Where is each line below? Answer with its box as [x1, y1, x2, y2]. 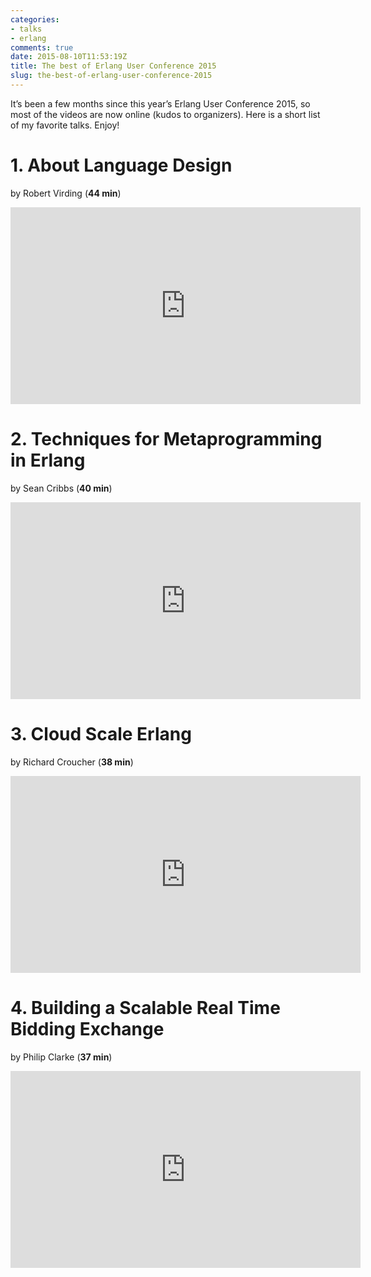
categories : [10, 14, 60, 25]
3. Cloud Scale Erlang [10, 722, 192, 745]
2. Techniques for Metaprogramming [10, 428, 323, 450]
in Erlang [10, 449, 86, 471]
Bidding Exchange [10, 1017, 165, 1040]
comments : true [10, 42, 74, 53]
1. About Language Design [10, 154, 233, 177]
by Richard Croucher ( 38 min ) [10, 756, 134, 768]
